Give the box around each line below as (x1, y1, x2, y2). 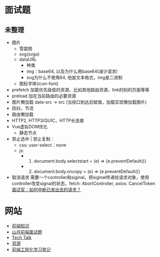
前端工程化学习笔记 (11, 246, 51, 252)
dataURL (19, 57, 37, 62)
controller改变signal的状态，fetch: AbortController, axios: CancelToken (11, 180, 156, 186)
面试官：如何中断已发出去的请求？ (11, 187, 81, 192)
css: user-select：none (19, 142, 67, 148)
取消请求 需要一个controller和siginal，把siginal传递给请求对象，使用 (11, 174, 150, 180)
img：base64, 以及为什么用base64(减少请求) (26, 68, 118, 74)
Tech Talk (11, 234, 32, 240)
